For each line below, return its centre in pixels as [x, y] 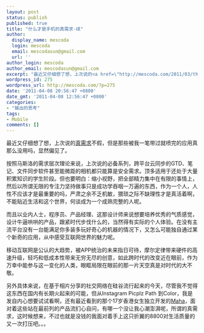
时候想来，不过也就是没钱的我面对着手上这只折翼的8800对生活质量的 [109, 316]
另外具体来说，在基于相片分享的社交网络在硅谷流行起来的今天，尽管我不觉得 [102, 286]
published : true [27, 23]
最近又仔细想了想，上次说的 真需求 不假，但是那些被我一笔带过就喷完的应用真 [102, 143]
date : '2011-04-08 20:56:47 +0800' [51, 91]
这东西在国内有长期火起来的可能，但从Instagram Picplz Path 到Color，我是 [100, 294]
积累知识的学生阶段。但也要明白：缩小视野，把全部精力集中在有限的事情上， [102, 179]
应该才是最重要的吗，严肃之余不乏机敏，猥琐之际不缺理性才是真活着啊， [107, 194]
